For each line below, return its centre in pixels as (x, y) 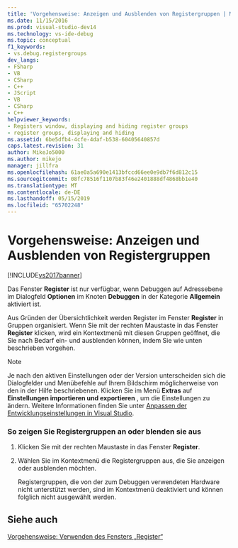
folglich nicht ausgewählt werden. (67, 497)
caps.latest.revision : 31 (45, 146)
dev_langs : (23, 60)
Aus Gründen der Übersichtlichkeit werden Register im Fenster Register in (115, 317)
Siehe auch (33, 519)
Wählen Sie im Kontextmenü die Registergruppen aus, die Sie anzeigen (121, 461)
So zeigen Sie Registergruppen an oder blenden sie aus (104, 432)
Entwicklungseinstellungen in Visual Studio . (71, 413)
